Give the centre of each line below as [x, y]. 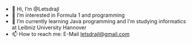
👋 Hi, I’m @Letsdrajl [35, 9]
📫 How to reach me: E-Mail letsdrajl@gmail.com [70, 34]
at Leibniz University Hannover [49, 27]
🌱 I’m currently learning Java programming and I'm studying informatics [99, 21]
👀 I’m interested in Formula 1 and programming [68, 15]
